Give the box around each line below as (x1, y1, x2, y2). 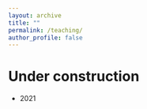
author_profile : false (8, 33, 83, 42)
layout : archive (8, 11, 62, 20)
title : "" (8, 19, 41, 27)
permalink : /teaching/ (8, 26, 83, 34)
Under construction (8, 68, 140, 85)
